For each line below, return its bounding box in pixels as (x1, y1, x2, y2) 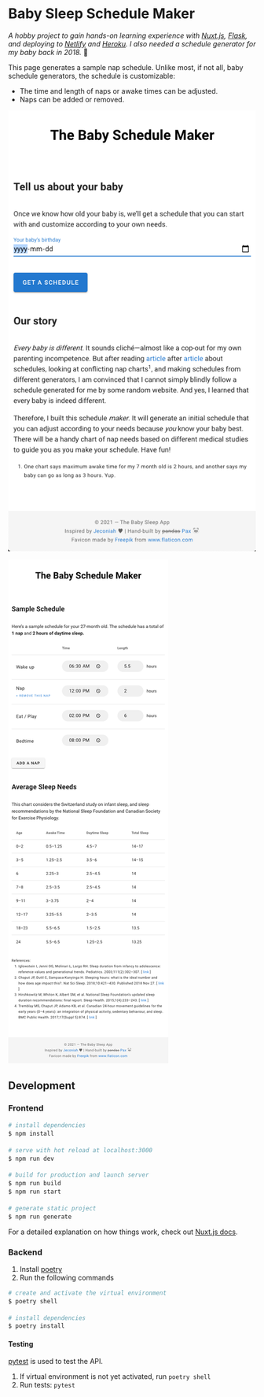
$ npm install (8, 1129, 55, 1137)
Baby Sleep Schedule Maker (8, 5, 195, 23)
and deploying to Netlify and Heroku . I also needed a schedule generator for (8, 39, 256, 48)
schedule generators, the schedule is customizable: (8, 71, 175, 80)
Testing (8, 1339, 34, 1348)
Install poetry (19, 1264, 63, 1273)
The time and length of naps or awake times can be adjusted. (19, 86, 218, 95)
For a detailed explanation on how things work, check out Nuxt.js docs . (8, 1227, 238, 1236)
